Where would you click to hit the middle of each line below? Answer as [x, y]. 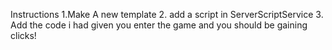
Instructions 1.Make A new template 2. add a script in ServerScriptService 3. [167, 14]
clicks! [23, 35]
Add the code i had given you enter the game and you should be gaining [159, 25]
